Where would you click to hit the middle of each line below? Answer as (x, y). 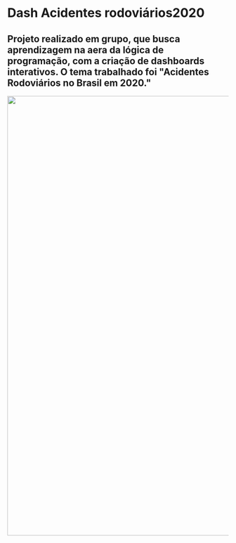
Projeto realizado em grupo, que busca (94, 39)
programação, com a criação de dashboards (106, 61)
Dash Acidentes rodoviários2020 (106, 13)
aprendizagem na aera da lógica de (85, 50)
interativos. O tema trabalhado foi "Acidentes (108, 72)
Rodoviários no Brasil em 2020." (79, 83)
